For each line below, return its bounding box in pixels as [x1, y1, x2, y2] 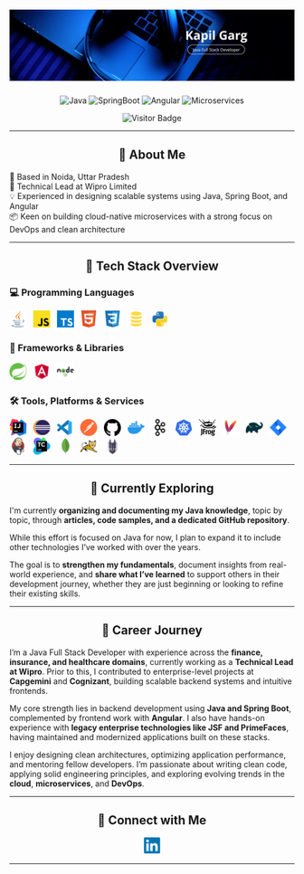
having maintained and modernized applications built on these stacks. [9, 731, 271, 742]
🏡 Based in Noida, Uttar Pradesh [9, 171, 129, 182]
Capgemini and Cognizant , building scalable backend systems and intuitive [9, 675, 292, 687]
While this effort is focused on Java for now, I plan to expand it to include [9, 532, 281, 543]
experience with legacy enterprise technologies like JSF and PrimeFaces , [9, 722, 290, 733]
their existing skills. [9, 588, 81, 599]
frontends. [9, 685, 48, 696]
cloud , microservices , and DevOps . [9, 778, 145, 789]
